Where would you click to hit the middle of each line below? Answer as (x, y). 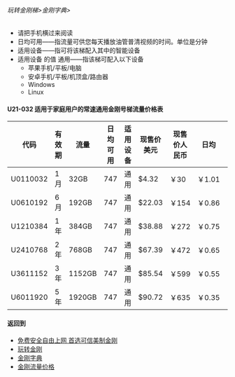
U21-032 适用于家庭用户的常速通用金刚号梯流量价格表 (85, 109)
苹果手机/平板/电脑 (55, 68)
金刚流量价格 (36, 366)
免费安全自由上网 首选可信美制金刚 (67, 340)
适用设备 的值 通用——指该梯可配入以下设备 (80, 60)
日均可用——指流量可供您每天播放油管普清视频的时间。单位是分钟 (112, 42)
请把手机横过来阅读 (45, 33)
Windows (41, 85)
